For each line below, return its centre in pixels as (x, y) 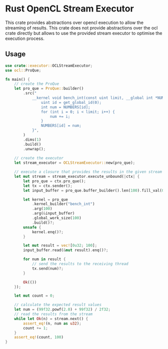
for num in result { (44, 259)
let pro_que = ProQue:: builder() (49, 89)
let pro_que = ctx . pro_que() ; (54, 181)
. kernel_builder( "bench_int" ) (63, 204)
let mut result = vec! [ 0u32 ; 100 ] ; (60, 246)
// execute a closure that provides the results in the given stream (88, 172)
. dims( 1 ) (32, 140)
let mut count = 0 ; (34, 296)
